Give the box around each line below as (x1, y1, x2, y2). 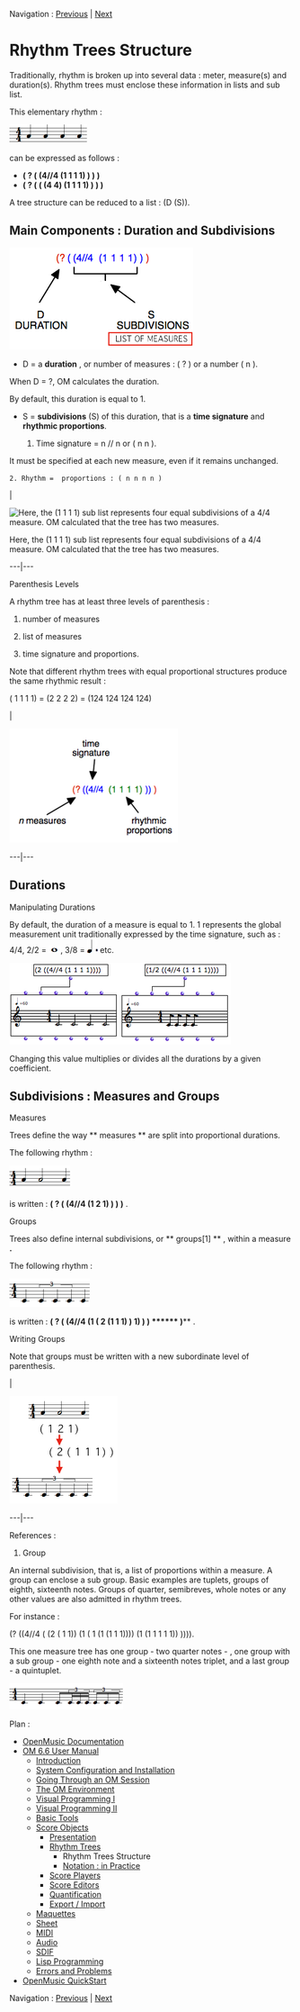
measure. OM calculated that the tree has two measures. (9, 543, 220, 554)
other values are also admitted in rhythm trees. (9, 1594, 182, 1605)
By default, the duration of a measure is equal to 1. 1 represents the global (9, 919, 281, 929)
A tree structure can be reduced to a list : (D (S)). (9, 196, 190, 207)
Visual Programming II (35, 1803, 118, 1814)
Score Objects (35, 1822, 89, 1833)
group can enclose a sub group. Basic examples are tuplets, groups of (9, 1574, 269, 1585)
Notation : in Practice (62, 1861, 141, 1872)
